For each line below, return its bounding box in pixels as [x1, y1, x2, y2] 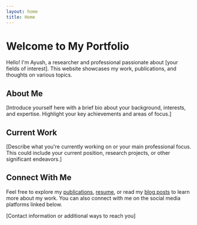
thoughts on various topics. [6, 71, 72, 78]
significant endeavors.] [6, 155, 62, 163]
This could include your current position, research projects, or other [6, 150, 171, 157]
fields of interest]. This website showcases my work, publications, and [6, 65, 176, 72]
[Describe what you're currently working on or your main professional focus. [6, 143, 192, 150]
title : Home [6, 14, 35, 20]
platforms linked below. [6, 201, 63, 208]
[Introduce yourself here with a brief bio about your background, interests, [6, 104, 186, 111]
